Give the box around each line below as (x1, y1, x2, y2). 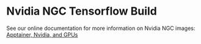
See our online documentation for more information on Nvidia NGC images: (6, 24, 196, 32)
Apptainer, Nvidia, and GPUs (6, 31, 78, 38)
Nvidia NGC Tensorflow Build (6, 4, 157, 18)
